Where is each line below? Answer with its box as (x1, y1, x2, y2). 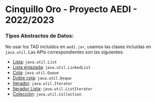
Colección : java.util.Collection (12, 91, 82, 97)
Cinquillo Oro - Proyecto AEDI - (5, 4, 137, 15)
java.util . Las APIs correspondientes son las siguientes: (5, 49, 124, 55)
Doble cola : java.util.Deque (12, 75, 72, 81)
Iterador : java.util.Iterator (12, 80, 73, 86)
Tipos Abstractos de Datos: (5, 32, 74, 39)
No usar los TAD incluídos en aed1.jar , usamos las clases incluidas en (5, 44, 151, 50)
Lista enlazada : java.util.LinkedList (12, 64, 91, 70)
